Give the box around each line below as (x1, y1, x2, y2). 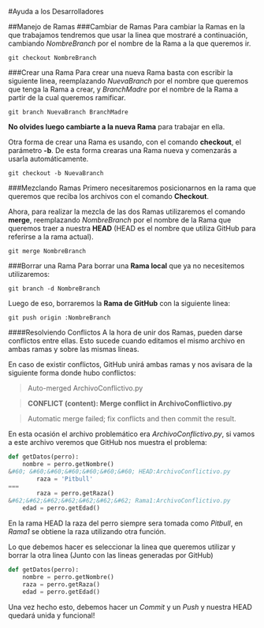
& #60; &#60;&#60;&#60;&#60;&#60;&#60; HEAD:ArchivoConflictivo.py (8, 467, 231, 476)
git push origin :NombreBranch (8, 314, 111, 322)
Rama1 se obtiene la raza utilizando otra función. (8, 527, 166, 536)
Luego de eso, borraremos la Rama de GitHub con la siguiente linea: (8, 299, 231, 308)
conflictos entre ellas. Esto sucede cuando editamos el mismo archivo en (8, 336, 246, 346)
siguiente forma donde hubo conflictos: (8, 368, 136, 377)
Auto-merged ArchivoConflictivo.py (27, 383, 143, 393)
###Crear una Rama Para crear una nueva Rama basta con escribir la (8, 68, 233, 77)
